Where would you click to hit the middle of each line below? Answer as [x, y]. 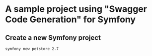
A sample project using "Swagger [76, 9]
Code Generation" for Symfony [70, 19]
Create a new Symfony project [53, 38]
